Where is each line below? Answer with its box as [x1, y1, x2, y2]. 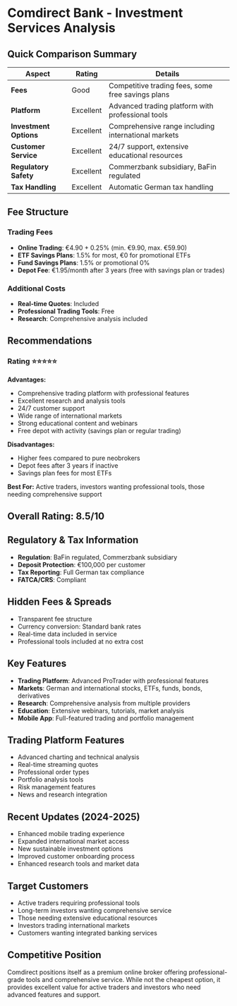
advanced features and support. [7, 990, 101, 999]
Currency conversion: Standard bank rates [17, 622, 142, 631]
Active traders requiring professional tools [17, 898, 140, 907]
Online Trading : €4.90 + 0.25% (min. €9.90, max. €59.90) [17, 243, 188, 252]
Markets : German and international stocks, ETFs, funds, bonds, [17, 684, 202, 692]
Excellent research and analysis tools [17, 396, 126, 405]
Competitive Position [7, 949, 102, 961]
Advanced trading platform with [109, 101, 214, 111]
